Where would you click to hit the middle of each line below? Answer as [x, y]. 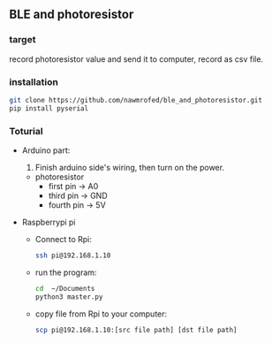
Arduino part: [46, 150]
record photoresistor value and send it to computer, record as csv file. [136, 59]
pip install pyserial [49, 108]
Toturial [26, 131]
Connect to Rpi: [64, 240]
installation [34, 81]
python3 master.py [69, 297]
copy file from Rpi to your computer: [101, 314]
